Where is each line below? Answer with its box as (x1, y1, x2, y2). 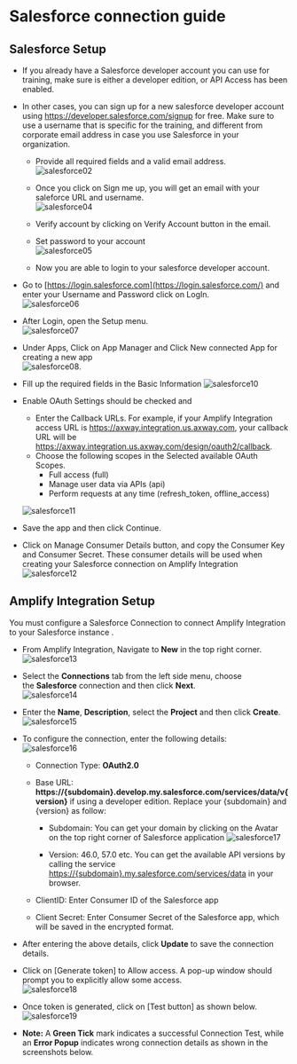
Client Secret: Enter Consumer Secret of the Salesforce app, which (35, 911, 279, 922)
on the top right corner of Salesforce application (48, 831, 225, 842)
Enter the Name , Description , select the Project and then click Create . (21, 706, 281, 717)
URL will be (35, 432, 77, 442)
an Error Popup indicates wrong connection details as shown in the (21, 1036, 269, 1048)
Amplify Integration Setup (9, 594, 155, 609)
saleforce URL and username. (35, 193, 145, 202)
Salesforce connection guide (9, 6, 226, 27)
